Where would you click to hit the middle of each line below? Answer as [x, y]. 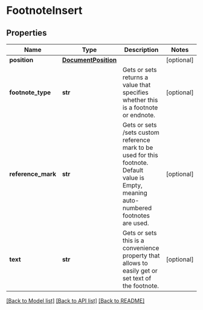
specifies [136, 92]
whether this [140, 100]
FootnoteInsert [44, 11]
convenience [141, 248]
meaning [135, 193]
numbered [137, 208]
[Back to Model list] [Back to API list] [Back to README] [76, 301]
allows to [135, 263]
